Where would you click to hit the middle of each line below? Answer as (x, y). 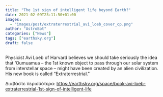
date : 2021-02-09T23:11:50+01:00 (41, 15)
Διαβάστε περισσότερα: (30, 83)
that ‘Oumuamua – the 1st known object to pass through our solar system (82, 63)
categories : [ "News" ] (28, 34)
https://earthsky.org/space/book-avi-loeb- (101, 83)
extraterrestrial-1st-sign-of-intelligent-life (48, 89)
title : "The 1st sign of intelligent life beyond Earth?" (68, 10)
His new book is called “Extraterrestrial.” (48, 74)
